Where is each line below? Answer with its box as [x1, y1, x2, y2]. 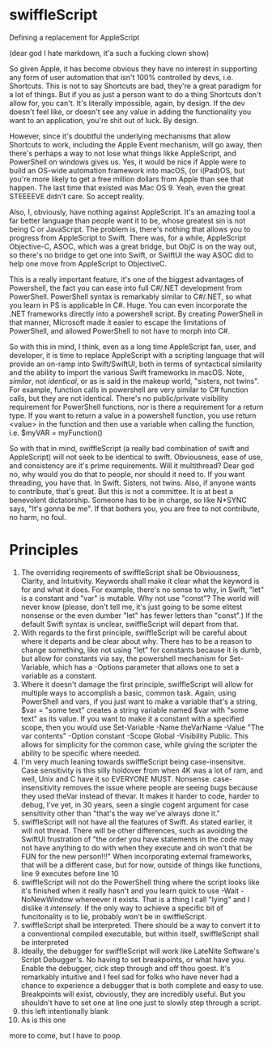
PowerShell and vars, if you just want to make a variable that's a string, [20, 697, 257, 706]
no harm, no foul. [9, 512, 66, 522]
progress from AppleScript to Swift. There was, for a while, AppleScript [9, 232, 246, 242]
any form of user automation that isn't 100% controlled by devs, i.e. [9, 72, 234, 82]
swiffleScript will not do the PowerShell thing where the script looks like [20, 877, 260, 887]
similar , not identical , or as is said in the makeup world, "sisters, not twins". [9, 376, 260, 386]
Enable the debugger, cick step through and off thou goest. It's [20, 963, 232, 973]
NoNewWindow [20, 894, 74, 904]
